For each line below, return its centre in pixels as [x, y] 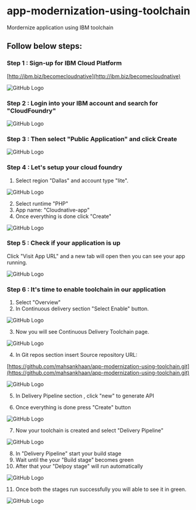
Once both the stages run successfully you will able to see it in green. [101, 489]
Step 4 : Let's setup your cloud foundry [65, 167]
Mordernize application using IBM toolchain [60, 27]
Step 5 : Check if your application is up [64, 243]
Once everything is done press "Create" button [73, 408]
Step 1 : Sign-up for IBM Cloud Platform [64, 63]
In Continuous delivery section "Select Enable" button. [82, 309]
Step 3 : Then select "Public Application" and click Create [92, 139]
